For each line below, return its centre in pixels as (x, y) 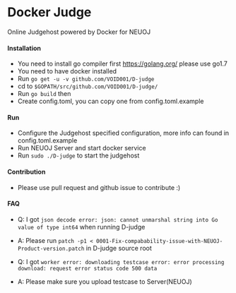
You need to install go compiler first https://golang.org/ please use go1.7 (123, 64)
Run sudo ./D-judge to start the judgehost (78, 155)
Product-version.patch (51, 249)
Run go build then (44, 94)
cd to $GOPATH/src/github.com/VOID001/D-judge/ (88, 86)
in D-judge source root (119, 248)
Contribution (26, 172)
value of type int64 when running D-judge (81, 227)
